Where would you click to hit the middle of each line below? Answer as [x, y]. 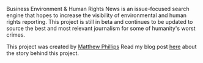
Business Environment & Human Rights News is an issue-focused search [98, 9]
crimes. [16, 35]
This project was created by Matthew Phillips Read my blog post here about [102, 46]
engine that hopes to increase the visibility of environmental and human [97, 15]
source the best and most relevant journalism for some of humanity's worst [101, 28]
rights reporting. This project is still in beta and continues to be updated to [100, 22]
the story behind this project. [43, 53]
